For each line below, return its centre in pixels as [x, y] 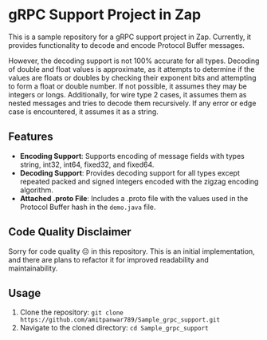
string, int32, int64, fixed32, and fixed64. [87, 164]
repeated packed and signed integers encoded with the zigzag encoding [139, 181]
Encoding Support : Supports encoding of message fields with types [132, 156]
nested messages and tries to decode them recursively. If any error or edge [132, 103]
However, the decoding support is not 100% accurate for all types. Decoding [134, 61]
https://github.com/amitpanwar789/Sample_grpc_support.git [120, 320]
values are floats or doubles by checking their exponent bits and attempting [132, 77]
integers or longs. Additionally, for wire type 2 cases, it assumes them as [128, 94]
